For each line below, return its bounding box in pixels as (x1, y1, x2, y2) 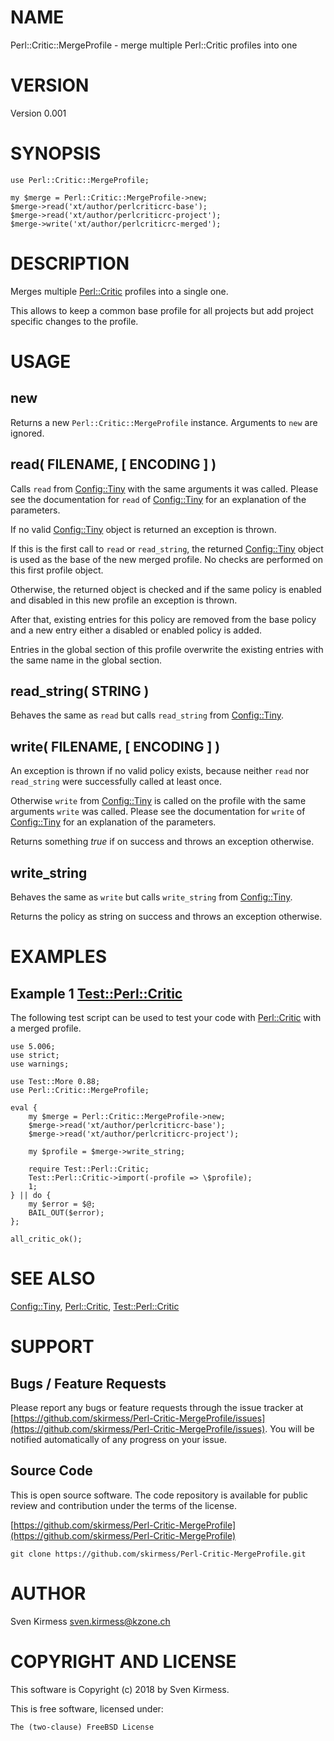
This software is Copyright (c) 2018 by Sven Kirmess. (10, 1683, 230, 1695)
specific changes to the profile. (10, 315, 139, 327)
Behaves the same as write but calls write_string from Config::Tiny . (10, 891, 293, 903)
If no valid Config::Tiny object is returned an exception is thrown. (10, 523, 277, 535)
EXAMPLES (10, 946, 107, 968)
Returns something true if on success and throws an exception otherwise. (10, 836, 315, 848)
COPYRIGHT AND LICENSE (10, 1650, 237, 1673)
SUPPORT (10, 1336, 95, 1358)
